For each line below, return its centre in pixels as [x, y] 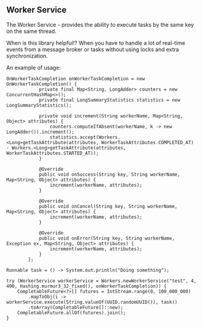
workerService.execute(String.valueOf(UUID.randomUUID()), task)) [92, 302]
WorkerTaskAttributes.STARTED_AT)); [52, 153]
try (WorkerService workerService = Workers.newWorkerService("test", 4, [102, 281]
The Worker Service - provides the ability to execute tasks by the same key [100, 24]
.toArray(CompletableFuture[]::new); [76, 307]
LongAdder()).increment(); [40, 132]
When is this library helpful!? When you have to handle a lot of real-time [96, 43]
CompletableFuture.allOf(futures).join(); [72, 312]
